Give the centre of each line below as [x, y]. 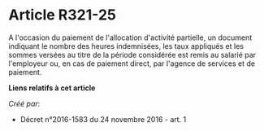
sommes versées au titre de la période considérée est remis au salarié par [132, 55]
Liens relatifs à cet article [52, 88]
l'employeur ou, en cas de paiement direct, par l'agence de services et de [132, 63]
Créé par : [24, 103]
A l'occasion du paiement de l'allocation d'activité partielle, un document [130, 37]
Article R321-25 [62, 15]
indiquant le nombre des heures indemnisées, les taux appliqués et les [126, 46]
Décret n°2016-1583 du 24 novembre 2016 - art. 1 [103, 119]
